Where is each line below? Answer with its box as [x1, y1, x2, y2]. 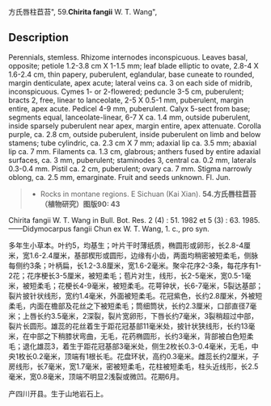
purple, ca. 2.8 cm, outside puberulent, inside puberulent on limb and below [8, 129, 261, 139]
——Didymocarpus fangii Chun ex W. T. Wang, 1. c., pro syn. [8, 224, 210, 233]
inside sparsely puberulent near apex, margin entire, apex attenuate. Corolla [8, 120, 261, 131]
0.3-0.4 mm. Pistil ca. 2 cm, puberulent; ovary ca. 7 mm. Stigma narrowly [8, 164, 252, 174]
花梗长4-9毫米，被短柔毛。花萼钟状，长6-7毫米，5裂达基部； [57, 281, 264, 291]
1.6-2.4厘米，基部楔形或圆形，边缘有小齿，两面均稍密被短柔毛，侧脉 [29, 250, 259, 260]
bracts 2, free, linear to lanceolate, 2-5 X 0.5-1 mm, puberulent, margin [8, 95, 244, 105]
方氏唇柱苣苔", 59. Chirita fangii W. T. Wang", [8, 7, 158, 16]
